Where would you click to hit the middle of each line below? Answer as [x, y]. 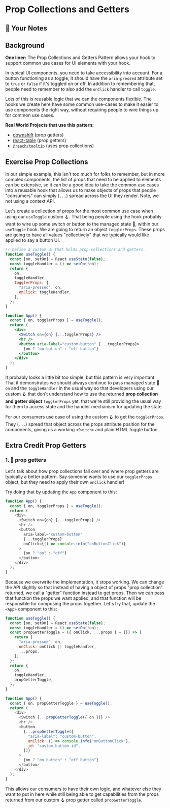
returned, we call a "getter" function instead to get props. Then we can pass [85, 593]
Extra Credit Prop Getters [46, 446]
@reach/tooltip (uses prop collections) [53, 146]
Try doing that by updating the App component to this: [61, 492]
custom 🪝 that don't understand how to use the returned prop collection [82, 394]
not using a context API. [30, 201]
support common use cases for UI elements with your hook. [68, 63]
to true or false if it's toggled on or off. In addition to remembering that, [80, 84]
